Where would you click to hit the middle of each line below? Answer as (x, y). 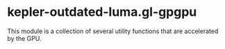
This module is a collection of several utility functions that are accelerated (113, 31)
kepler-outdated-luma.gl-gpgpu (102, 12)
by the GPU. (24, 38)
